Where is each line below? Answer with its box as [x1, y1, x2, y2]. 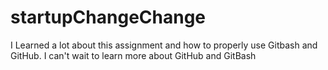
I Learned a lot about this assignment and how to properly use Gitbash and [10, 39, 318, 51]
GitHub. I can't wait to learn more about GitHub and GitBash [10, 49, 257, 61]
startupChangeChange [10, 6, 207, 29]
